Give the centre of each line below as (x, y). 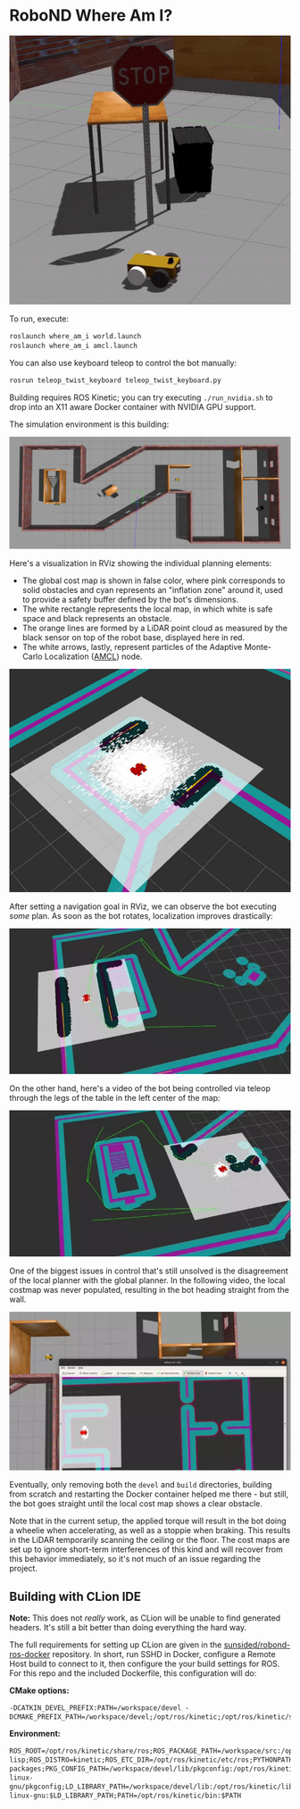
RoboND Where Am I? (91, 16)
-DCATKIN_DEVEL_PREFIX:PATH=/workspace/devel (95, 1708)
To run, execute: (39, 319)
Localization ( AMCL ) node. (93, 656)
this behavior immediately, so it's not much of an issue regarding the (135, 1559)
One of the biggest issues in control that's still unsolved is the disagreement (149, 1271)
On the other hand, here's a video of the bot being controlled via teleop (140, 1088)
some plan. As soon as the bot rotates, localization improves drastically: (142, 915)
